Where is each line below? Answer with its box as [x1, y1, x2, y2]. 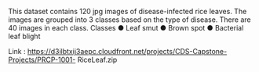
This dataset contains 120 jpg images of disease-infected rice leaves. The [8, 7, 247, 16]
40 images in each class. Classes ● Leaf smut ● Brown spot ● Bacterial [8, 23, 244, 32]
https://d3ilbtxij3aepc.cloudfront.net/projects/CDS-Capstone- [27, 47, 228, 56]
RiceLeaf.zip [77, 55, 118, 64]
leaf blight [8, 31, 41, 41]
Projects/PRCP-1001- [8, 55, 76, 64]
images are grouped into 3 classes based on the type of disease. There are [8, 15, 251, 24]
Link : [8, 47, 26, 56]
